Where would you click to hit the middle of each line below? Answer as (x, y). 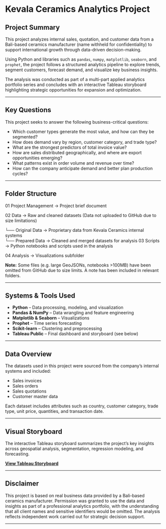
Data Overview (28, 354)
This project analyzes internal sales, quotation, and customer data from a (80, 39)
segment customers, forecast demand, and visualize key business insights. (82, 70)
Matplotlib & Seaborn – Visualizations (51, 318)
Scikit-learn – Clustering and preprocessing (57, 329)
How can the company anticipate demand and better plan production (83, 168)
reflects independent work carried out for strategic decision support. (75, 516)
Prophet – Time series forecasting (47, 323)
